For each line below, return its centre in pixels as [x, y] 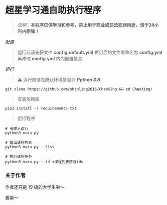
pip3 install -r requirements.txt [41, 108]
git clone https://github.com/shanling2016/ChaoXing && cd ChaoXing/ [79, 89]
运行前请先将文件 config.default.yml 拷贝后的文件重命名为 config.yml [90, 52]
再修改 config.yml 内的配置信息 [50, 58]
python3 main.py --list [30, 147]
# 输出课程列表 [19, 142]
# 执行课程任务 [19, 156]
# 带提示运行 [17, 128]
